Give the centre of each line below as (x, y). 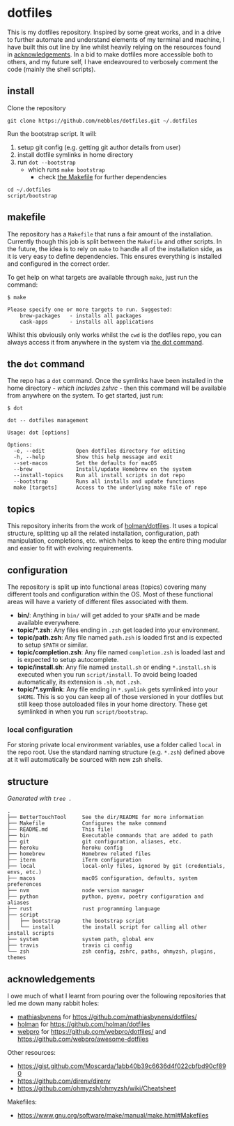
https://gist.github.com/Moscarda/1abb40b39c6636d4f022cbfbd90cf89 (122, 1066)
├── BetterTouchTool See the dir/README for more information (106, 818)
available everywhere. (49, 623)
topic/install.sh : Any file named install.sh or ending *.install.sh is (117, 667)
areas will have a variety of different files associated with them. (98, 602)
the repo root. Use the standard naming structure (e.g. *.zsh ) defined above (116, 752)
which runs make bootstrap (67, 170)
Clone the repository (37, 108)
